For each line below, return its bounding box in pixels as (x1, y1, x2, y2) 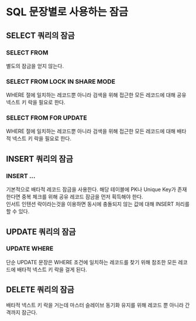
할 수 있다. (6, 208, 30, 215)
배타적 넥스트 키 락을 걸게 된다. (16, 266, 87, 273)
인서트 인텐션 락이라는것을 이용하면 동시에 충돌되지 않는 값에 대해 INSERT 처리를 (6, 200, 190, 208)
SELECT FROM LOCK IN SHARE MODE (6, 77, 116, 86)
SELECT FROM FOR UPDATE (6, 114, 87, 122)
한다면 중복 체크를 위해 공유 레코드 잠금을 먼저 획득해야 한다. (6, 193, 143, 200)
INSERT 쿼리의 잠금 (6, 153, 73, 164)
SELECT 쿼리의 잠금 (6, 30, 75, 40)
